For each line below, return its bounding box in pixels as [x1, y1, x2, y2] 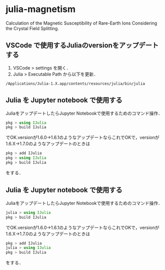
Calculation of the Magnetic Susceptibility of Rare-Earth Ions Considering [6, 20, 157, 26]
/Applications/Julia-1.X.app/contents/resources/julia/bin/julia [6, 81, 145, 86]
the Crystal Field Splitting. [6, 25, 59, 31]
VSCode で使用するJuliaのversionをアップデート [6, 41, 159, 50]
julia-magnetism [6, 4, 76, 15]
